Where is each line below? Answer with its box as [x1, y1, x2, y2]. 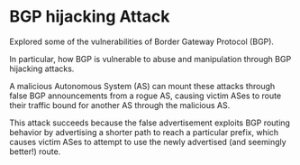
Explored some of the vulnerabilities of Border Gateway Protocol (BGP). [9, 36, 275, 47]
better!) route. [9, 146, 61, 157]
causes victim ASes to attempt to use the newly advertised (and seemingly [9, 136, 286, 147]
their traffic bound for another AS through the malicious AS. [9, 99, 231, 110]
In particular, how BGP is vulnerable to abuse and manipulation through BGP [9, 53, 292, 64]
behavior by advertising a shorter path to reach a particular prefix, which [9, 126, 279, 137]
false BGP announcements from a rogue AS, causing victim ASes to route [9, 90, 282, 101]
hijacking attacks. [9, 63, 75, 74]
